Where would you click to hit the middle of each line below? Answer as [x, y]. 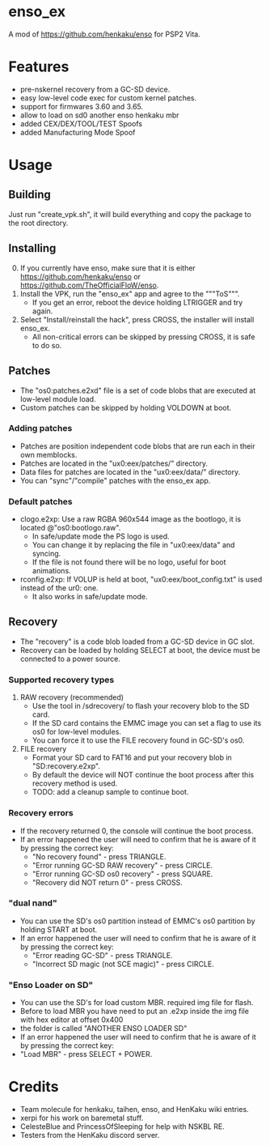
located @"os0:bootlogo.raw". [70, 528]
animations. [51, 571]
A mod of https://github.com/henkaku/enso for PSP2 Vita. [104, 34]
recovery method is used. [75, 783]
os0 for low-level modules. [76, 732]
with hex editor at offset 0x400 [72, 1020]
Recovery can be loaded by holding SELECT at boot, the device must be [140, 650]
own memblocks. [49, 454]
